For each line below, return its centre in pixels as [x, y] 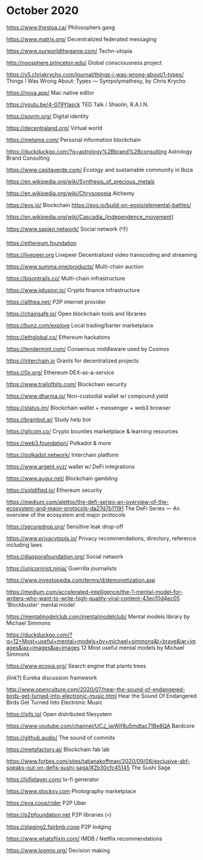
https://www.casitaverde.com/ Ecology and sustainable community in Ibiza [100, 169]
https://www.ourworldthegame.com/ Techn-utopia [69, 51]
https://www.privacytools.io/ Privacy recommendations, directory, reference [101, 538]
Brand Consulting [28, 158]
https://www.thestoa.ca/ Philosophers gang [61, 27]
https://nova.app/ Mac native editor [51, 92]
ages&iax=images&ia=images [43, 647]
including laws [24, 545]
